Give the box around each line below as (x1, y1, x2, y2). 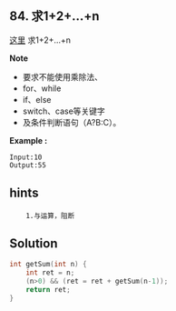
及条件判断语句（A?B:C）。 (22, 116, 122, 127)
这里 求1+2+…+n (9, 35, 71, 45)
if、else (22, 94, 52, 105)
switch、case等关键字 (22, 105, 106, 116)
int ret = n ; (25, 268, 75, 277)
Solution (9, 236, 58, 252)
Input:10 (9, 153, 43, 162)
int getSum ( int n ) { (9, 260, 88, 269)
